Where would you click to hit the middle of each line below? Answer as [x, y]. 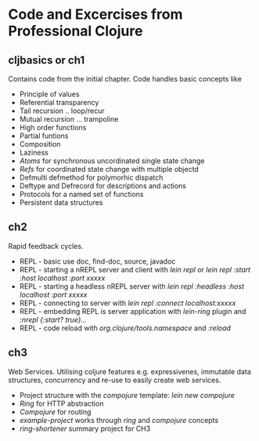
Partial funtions [44, 136]
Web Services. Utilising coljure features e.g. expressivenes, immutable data [130, 371]
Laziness [34, 152]
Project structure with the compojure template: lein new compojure [127, 395]
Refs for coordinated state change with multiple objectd [109, 169]
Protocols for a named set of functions [81, 194]
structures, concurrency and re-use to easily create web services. [115, 380]
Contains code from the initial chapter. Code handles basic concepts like [125, 79]
